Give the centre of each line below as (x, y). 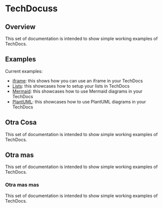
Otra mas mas (22, 185)
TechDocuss (31, 9)
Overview (20, 27)
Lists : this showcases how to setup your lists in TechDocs (71, 86)
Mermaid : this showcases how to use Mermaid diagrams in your (77, 91)
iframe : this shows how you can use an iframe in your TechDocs (78, 81)
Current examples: (24, 71)
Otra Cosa (21, 122)
